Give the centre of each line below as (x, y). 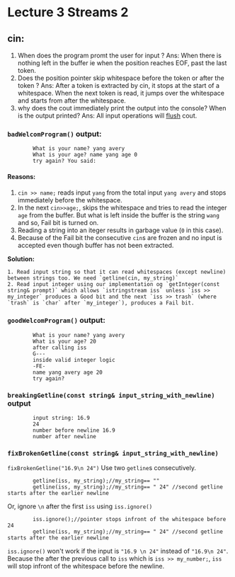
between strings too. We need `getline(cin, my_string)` (93, 278)
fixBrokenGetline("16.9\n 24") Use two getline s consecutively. (102, 468)
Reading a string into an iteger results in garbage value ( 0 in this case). (120, 230)
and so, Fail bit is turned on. (58, 222)
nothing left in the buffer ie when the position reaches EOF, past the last (122, 63)
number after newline (65, 437)
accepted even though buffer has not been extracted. (96, 245)
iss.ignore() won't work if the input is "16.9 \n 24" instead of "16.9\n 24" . (118, 551)
